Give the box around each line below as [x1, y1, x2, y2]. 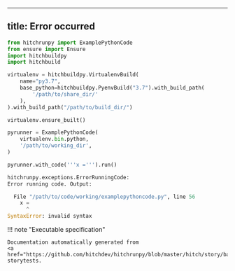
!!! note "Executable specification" [7, 225, 106, 234]
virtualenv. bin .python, [20, 136, 90, 143]
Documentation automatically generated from [7, 239, 139, 246]
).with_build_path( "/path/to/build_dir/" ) [7, 104, 133, 111]
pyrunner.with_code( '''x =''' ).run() [7, 161, 117, 168]
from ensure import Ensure [7, 46, 86, 53]
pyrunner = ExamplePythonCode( [7, 129, 99, 137]
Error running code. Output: [7, 180, 92, 188]
